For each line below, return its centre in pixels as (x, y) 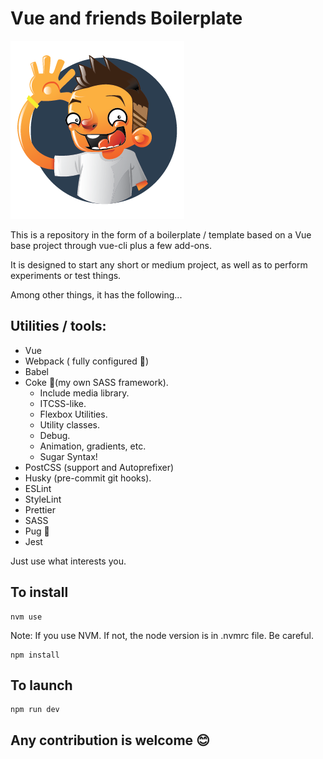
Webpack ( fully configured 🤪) (87, 361)
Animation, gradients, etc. (93, 446)
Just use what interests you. (68, 561)
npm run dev (35, 710)
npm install (35, 655)
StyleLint (43, 499)
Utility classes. (70, 424)
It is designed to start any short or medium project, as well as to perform (159, 264)
